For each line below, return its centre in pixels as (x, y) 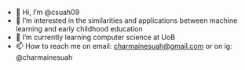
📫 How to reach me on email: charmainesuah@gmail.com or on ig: (124, 46)
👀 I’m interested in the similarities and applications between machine (126, 20)
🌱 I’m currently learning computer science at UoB (95, 37)
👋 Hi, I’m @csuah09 (48, 12)
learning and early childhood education (79, 29)
